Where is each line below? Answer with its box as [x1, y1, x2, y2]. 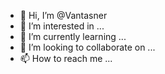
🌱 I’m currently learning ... [19, 31, 127, 42]
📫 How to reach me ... [19, 53, 113, 64]
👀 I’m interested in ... [19, 20, 105, 32]
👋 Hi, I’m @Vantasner [19, 10, 108, 21]
